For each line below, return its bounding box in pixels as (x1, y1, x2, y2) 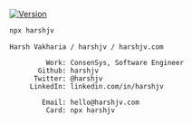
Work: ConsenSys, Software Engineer (45, 58, 184, 67)
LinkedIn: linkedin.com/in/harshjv (29, 81, 165, 91)
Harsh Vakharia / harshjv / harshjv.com (9, 42, 165, 52)
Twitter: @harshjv (33, 73, 103, 83)
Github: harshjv (37, 66, 100, 75)
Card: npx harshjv (45, 105, 116, 115)
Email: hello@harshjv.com (42, 98, 140, 107)
